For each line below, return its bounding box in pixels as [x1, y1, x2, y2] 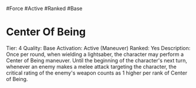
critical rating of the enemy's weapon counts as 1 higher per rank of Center [6, 69, 188, 76]
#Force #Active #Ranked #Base [6, 5, 83, 12]
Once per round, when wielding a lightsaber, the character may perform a [6, 51, 184, 58]
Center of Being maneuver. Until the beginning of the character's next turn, [6, 57, 188, 64]
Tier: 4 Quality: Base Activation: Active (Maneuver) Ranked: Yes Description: [6, 44, 191, 51]
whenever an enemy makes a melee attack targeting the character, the [6, 63, 177, 70]
